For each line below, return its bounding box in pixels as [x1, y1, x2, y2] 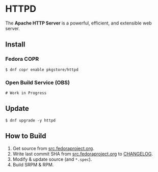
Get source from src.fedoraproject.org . [12, 145, 94, 151]
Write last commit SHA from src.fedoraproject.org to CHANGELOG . [12, 151, 153, 157]
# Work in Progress [5, 90, 47, 95]
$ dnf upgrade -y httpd [5, 118, 56, 123]
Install [5, 40, 25, 49]
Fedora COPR [5, 56, 39, 63]
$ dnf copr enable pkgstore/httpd [5, 67, 79, 72]
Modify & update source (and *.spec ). [12, 156, 92, 162]
